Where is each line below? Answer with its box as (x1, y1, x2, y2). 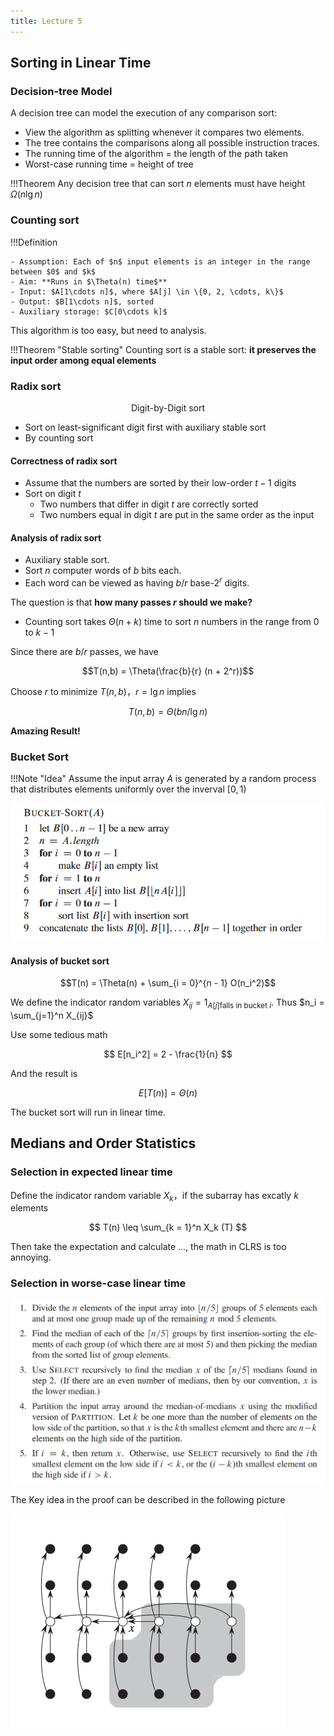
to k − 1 (24, 626, 55, 638)
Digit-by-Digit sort (130, 401, 206, 414)
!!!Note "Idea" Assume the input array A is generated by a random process (10, 773, 317, 785)
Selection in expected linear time (10, 1165, 173, 1179)
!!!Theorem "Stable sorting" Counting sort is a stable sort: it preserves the (10, 343, 317, 355)
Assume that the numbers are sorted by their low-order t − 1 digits (24, 477, 297, 489)
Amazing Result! (10, 725, 81, 737)
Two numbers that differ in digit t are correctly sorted (39, 498, 259, 510)
